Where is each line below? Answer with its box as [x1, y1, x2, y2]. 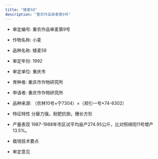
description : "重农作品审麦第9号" [5, 12, 71, 17]
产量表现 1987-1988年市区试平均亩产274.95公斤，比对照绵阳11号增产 [12, 121, 154, 127]
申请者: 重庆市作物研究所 [12, 89, 63, 95]
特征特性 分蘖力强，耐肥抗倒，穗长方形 [12, 110, 93, 117]
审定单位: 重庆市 [12, 68, 46, 75]
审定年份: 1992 [12, 58, 43, 64]
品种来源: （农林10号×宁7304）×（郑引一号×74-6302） [12, 100, 127, 106]
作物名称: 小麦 [12, 37, 41, 43]
